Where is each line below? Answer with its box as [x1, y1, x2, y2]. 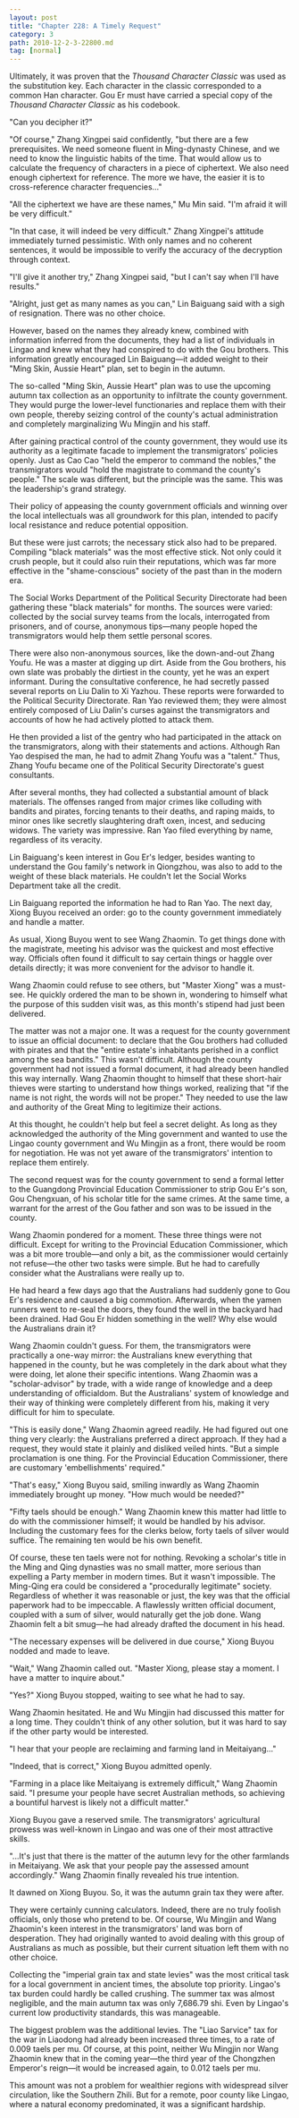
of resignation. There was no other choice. [9, 308, 166, 318]
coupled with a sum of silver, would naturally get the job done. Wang [9, 1609, 262, 1620]
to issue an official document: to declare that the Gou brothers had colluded [9, 1035, 288, 1046]
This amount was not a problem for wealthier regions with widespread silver [9, 2080, 288, 2091]
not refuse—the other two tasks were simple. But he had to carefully [9, 1258, 261, 1269]
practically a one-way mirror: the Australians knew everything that [9, 1350, 253, 1360]
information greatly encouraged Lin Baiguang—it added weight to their [9, 354, 269, 365]
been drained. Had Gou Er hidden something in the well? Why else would [9, 1314, 278, 1325]
